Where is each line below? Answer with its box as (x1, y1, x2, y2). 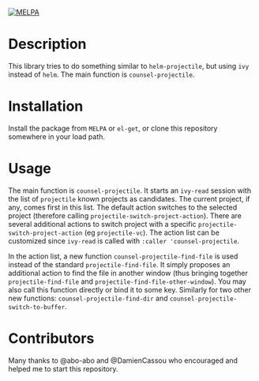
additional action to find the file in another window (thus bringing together (8, 268, 249, 277)
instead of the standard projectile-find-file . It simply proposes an (8, 259, 231, 269)
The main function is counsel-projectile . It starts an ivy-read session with (8, 186, 251, 195)
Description (8, 36, 87, 53)
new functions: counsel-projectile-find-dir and (8, 293, 168, 303)
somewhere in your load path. (8, 131, 105, 141)
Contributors (8, 330, 95, 347)
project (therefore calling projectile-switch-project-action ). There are (8, 210, 242, 221)
